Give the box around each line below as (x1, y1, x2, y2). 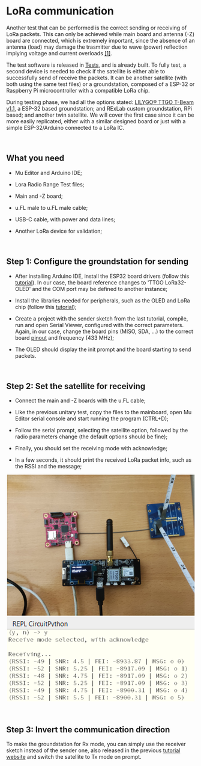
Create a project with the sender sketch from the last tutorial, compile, (14, 314, 188, 322)
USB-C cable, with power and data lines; (14, 215, 116, 223)
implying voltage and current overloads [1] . (6, 49, 112, 57)
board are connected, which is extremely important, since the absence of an (6, 37, 195, 44)
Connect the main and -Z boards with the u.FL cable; (14, 397, 146, 404)
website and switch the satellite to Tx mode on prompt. (6, 753, 142, 761)
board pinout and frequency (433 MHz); (14, 334, 115, 341)
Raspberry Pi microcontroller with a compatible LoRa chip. (6, 87, 150, 94)
